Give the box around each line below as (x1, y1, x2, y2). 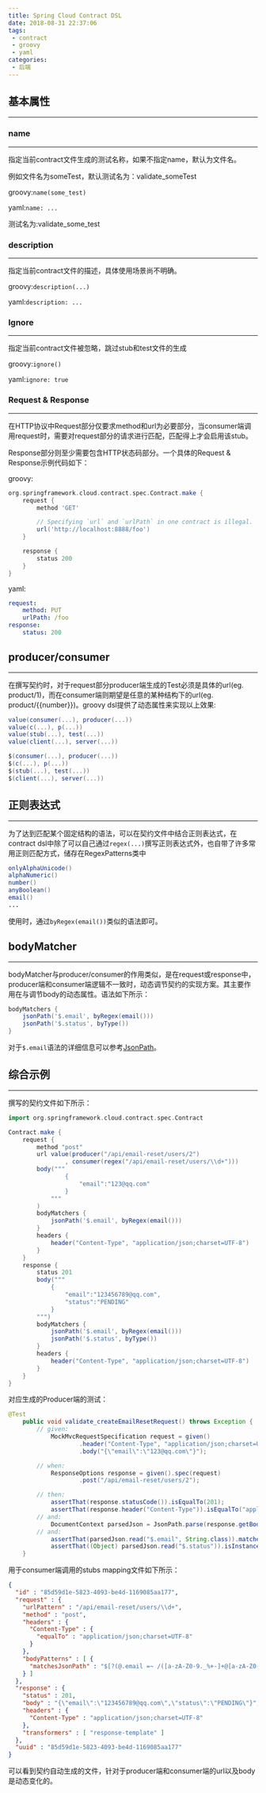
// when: (36, 1462, 66, 1470)
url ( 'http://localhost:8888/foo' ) (36, 526, 150, 534)
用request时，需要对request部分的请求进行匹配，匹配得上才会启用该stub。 (8, 430, 253, 441)
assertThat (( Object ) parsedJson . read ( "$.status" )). (50, 1542, 225, 1551)
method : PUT (22, 607, 62, 615)
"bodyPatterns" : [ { (22, 1655, 93, 1663)
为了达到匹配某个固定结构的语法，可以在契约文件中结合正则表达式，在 (8, 828, 237, 838)
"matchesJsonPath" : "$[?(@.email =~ (28, 1662, 154, 1670)
